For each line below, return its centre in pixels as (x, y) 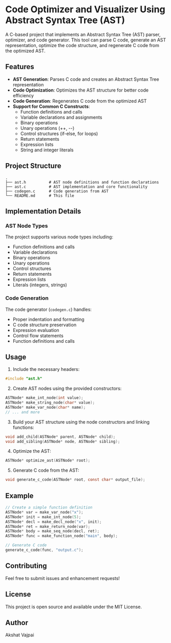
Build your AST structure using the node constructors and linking (81, 422)
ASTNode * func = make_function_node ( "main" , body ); (61, 536)
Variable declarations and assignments (61, 117)
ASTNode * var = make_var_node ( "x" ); (44, 512)
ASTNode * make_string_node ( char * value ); (50, 403)
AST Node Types (27, 226)
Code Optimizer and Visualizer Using (85, 9)
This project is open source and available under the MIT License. (74, 607)
